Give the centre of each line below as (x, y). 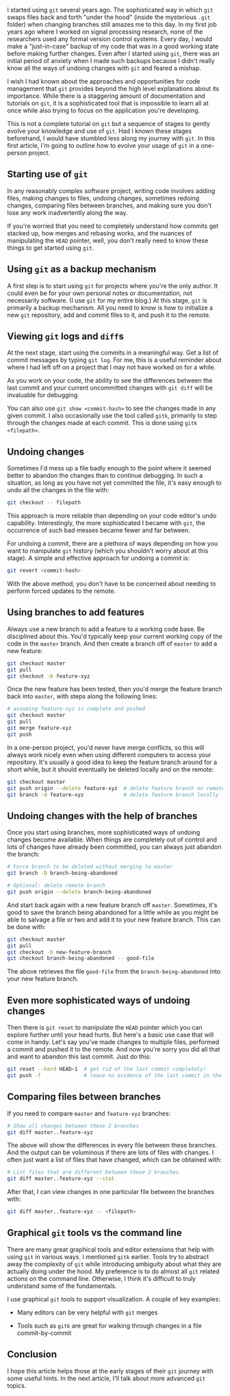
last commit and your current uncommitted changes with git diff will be (110, 388)
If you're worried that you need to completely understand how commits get (113, 226)
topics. (17, 1385)
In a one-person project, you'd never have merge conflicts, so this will (106, 747)
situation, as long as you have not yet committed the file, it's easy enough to (115, 483)
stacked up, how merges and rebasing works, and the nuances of (100, 233)
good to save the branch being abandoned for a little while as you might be (113, 912)
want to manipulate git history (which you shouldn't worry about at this (108, 551)
